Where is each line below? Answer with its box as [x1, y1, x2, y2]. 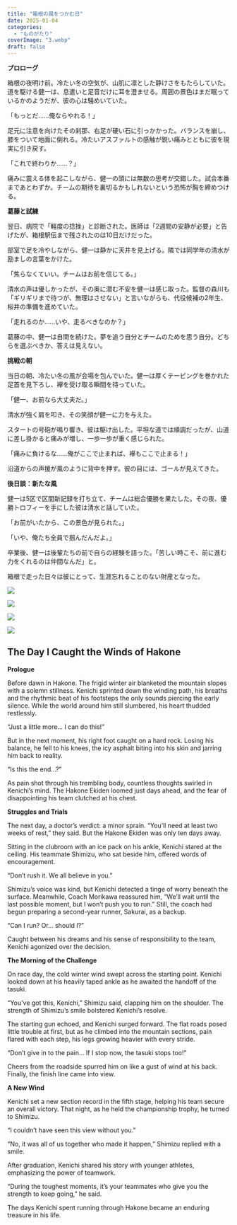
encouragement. [7, 857, 56, 865]
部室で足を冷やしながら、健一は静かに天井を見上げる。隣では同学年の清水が [7, 246, 230, 254]
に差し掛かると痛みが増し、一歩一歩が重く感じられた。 [7, 435, 168, 442]
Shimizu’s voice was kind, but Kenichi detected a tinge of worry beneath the [7, 885, 229, 893]
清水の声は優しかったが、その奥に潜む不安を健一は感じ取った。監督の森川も [7, 284, 230, 293]
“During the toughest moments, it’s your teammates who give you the [7, 1182, 209, 1190]
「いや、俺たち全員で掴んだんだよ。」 [7, 534, 116, 541]
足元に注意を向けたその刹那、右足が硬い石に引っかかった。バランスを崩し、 [7, 127, 230, 134]
